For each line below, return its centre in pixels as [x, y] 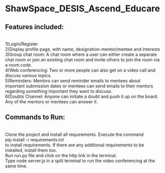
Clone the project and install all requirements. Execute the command [74, 134]
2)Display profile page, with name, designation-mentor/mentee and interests [82, 49]
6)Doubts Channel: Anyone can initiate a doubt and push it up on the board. [82, 96]
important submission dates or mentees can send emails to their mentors [79, 86]
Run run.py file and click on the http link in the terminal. [61, 155]
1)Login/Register [22, 44]
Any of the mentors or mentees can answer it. [51, 102]
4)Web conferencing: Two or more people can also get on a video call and [81, 70]
